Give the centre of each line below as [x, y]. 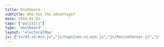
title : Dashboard [23, 10]
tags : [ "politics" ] [25, 23]
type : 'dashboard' [24, 28]
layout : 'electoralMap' [29, 32]
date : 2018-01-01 [23, 19]
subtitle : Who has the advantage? [40, 14]
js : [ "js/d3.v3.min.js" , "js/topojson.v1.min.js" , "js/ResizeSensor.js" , [79, 37]
